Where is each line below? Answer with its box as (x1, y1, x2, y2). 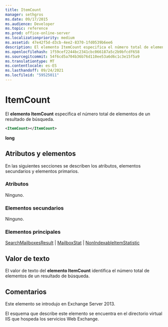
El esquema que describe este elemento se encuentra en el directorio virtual (5, 310, 162, 316)
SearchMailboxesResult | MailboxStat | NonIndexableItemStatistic (5, 240, 140, 246)
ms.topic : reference (5, 26, 48, 31)
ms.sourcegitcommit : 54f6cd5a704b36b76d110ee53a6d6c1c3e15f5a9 (5, 54, 140, 59)
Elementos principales (5, 229, 61, 236)
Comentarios (5, 287, 47, 296)
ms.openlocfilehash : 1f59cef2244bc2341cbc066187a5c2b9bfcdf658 (5, 49, 140, 54)
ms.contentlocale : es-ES (5, 63, 57, 68)
